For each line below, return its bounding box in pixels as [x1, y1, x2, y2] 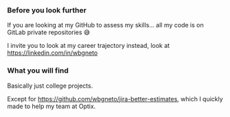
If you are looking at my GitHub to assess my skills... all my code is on [7, 21, 204, 29]
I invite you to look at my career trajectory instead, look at [7, 42, 170, 50]
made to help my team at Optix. [7, 102, 96, 110]
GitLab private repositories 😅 [7, 28, 91, 36]
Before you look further [7, 5, 87, 15]
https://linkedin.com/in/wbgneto [7, 49, 98, 57]
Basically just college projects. [7, 81, 93, 90]
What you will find [7, 66, 69, 75]
